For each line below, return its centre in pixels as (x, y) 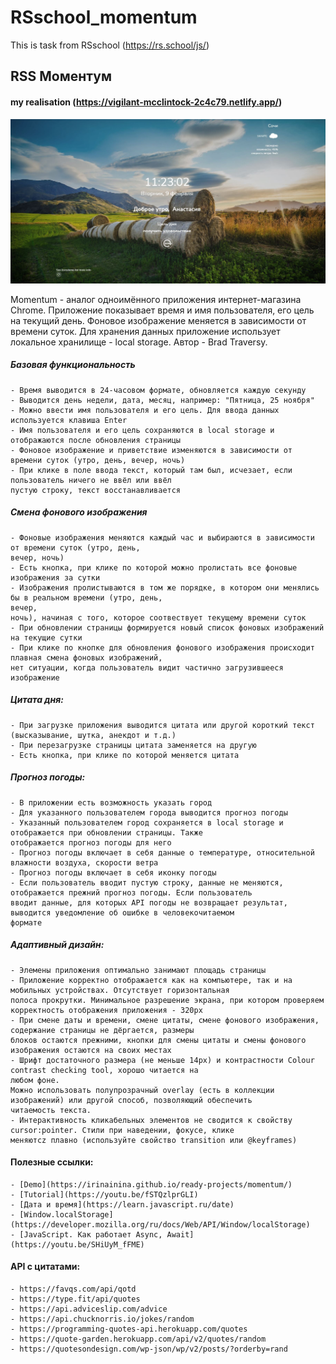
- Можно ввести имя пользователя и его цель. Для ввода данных (145, 410)
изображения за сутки (55, 577)
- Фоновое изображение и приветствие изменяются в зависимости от (151, 450)
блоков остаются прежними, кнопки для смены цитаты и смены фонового (158, 1040)
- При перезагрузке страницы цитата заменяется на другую (133, 745)
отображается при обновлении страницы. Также (106, 832)
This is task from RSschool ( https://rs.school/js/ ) (110, 45)
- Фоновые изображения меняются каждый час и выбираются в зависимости (162, 537)
